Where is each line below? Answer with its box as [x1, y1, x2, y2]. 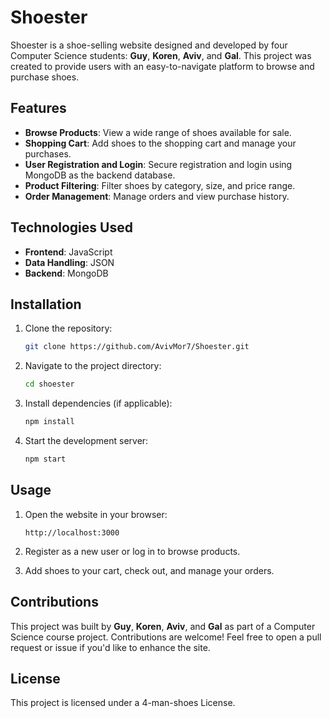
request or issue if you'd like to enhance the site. [10, 641, 211, 653]
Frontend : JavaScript [24, 246, 113, 258]
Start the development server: [24, 435, 149, 446]
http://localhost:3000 [24, 527, 120, 538]
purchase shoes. [10, 71, 80, 83]
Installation [10, 296, 82, 313]
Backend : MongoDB [24, 267, 109, 279]
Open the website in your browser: [24, 508, 168, 520]
